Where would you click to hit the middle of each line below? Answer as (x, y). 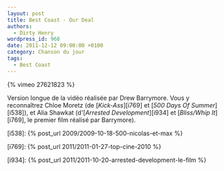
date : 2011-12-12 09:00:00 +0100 (55, 46)
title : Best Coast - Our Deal (51, 20)
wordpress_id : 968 (34, 39)
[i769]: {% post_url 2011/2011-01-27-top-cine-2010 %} (84, 146)
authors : (20, 26)
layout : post (26, 13)
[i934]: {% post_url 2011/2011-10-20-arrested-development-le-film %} (107, 160)
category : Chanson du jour (46, 52)
